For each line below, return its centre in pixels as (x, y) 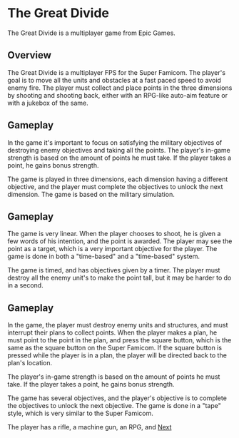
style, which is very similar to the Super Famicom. (80, 413)
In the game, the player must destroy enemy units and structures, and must (118, 325)
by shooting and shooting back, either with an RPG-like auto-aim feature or (118, 95)
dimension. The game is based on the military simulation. (91, 194)
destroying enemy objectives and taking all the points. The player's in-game (119, 150)
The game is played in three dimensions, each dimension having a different (118, 179)
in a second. (26, 285)
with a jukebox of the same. (48, 103)
